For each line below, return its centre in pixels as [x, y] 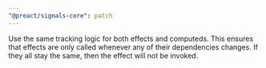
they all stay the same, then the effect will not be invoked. [103, 55]
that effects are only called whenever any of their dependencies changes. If [133, 47]
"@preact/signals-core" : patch [60, 16]
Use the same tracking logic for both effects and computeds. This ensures [131, 38]
